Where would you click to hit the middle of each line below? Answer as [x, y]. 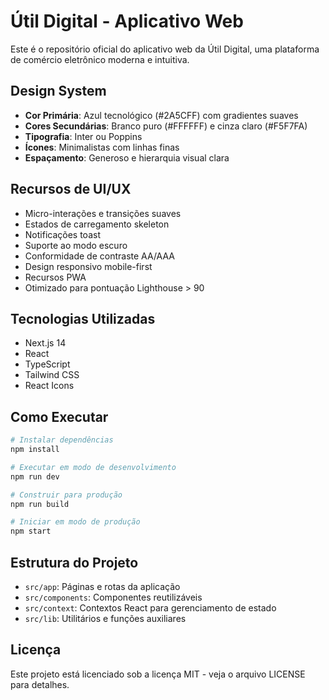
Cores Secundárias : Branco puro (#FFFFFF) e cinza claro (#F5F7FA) [166, 126]
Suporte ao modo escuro [76, 245]
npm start [31, 531]
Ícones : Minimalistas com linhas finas [102, 147]
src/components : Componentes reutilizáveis [113, 597]
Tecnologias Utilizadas [83, 318]
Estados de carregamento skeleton [97, 224]
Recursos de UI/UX [71, 189]
